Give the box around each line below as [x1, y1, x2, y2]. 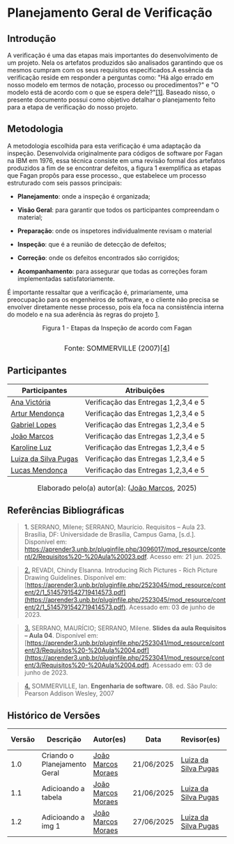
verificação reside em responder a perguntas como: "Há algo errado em [7, 73, 214, 82]
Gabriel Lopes [10, 420, 57, 429]
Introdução [7, 33, 56, 45]
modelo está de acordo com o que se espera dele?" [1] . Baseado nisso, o [7, 89, 216, 96]
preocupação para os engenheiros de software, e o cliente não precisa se [7, 295, 219, 304]
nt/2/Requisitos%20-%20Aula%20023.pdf [24, 553, 147, 561]
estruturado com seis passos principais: [7, 178, 122, 187]
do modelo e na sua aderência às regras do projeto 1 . [7, 310, 160, 319]
